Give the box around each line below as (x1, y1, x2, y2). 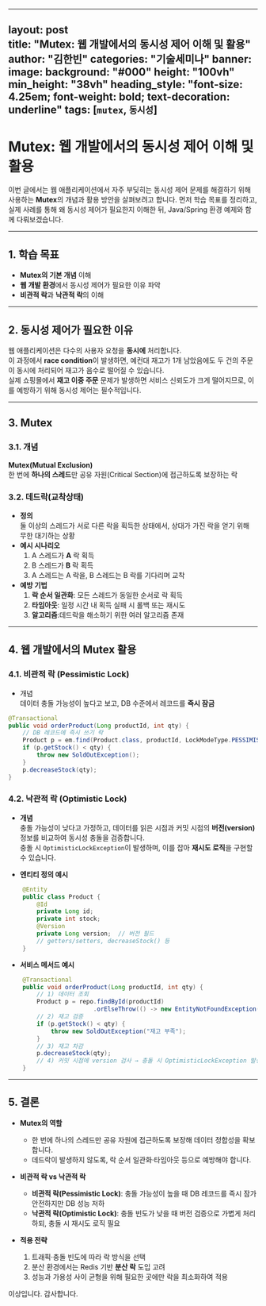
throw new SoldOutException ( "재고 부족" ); (50, 1027, 186, 1035)
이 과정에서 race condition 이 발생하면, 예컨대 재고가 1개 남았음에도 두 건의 (8, 355, 239, 365)
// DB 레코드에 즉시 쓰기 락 (22, 729, 104, 737)
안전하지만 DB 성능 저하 (31, 1198, 105, 1208)
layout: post (8, 23, 69, 37)
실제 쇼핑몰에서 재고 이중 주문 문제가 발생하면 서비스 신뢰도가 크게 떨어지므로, (8, 375, 247, 385)
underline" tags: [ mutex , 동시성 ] (8, 103, 158, 117)
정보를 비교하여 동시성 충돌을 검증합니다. (19, 833, 145, 842)
